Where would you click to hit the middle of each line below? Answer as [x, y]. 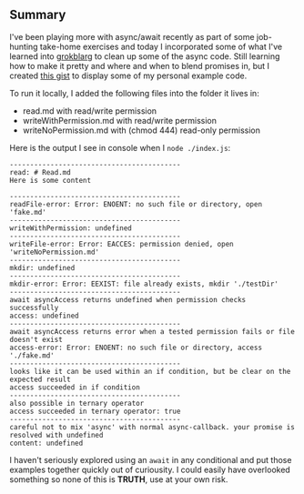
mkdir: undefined [42, 267]
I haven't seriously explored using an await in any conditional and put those [151, 459]
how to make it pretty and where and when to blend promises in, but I [140, 66]
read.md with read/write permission [90, 111]
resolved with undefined [56, 435]
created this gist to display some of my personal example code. [128, 76]
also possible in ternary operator [77, 403]
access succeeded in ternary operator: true [95, 411]
